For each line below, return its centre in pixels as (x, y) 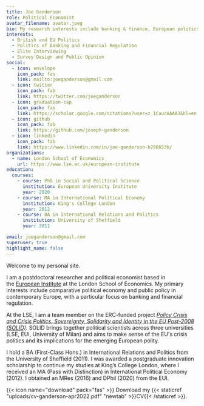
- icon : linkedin (34, 136)
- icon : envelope (34, 68)
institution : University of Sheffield (71, 221)
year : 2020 (36, 192)
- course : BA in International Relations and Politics (88, 215)
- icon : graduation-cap (42, 102)
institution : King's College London (69, 204)
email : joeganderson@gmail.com (46, 237)
